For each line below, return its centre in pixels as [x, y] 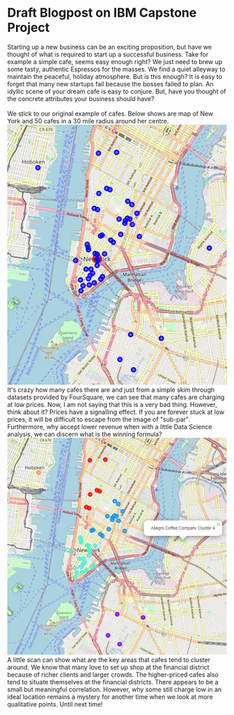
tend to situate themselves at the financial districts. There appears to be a [113, 682]
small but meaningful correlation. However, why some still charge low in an [115, 689]
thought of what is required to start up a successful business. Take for [108, 54]
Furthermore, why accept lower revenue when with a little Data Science [110, 427]
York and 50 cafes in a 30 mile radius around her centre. [88, 121]
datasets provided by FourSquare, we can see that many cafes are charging [116, 397]
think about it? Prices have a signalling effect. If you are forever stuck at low [116, 412]
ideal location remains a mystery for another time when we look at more [110, 697]
